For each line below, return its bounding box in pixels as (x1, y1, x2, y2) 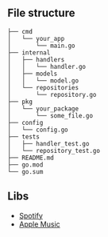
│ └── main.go (7, 42, 76, 50)
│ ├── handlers (7, 55, 65, 63)
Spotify (18, 211, 43, 220)
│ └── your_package (7, 104, 79, 113)
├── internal (7, 48, 51, 57)
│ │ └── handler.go (7, 62, 87, 70)
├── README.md (7, 154, 55, 162)
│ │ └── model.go (7, 76, 79, 85)
